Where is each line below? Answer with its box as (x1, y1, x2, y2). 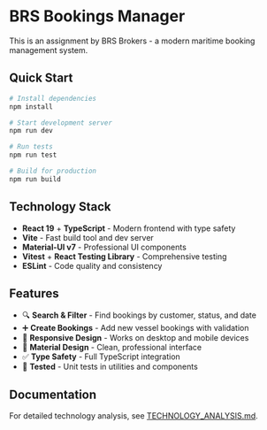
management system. (9, 44, 88, 55)
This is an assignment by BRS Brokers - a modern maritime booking (9, 35, 256, 46)
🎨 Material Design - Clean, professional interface (21, 342, 202, 353)
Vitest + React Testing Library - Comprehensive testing (21, 250, 227, 262)
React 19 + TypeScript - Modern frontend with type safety (21, 223, 236, 234)
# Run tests (9, 142, 53, 151)
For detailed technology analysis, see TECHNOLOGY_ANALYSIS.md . (9, 411, 258, 421)
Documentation (9, 387, 97, 402)
